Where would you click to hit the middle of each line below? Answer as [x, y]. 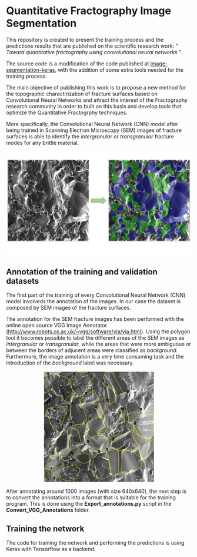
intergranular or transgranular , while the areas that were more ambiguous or [98, 344]
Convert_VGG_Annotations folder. [48, 510]
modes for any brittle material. [43, 142]
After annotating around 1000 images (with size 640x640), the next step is [96, 491]
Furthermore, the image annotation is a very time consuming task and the [95, 357]
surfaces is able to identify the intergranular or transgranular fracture [90, 136]
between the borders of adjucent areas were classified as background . [92, 350]
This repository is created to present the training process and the [85, 39]
